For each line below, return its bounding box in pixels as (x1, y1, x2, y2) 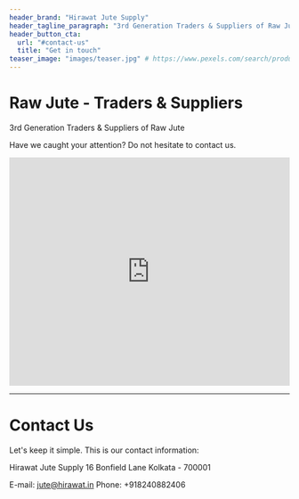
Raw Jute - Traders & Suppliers (9, 93, 243, 113)
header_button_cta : (9, 29, 82, 38)
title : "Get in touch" (17, 46, 101, 55)
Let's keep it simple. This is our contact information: (9, 445, 199, 455)
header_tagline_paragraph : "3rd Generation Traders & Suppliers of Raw (9, 21, 280, 30)
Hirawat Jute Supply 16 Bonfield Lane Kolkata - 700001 (9, 462, 211, 472)
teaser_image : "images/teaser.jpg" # (9, 54, 149, 63)
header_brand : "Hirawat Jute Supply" (9, 12, 149, 22)
